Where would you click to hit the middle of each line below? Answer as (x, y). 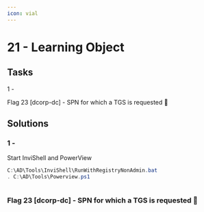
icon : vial (23, 13)
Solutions (28, 124)
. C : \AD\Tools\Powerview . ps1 (49, 177)
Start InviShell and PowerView (50, 158)
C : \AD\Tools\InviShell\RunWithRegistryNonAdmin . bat (82, 171)
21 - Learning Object (66, 47)
